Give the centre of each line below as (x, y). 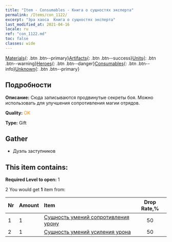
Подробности (28, 85)
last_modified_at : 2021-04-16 (38, 24)
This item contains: (37, 167)
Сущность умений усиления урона (87, 232)
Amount (29, 206)
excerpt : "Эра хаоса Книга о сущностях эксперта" (60, 19)
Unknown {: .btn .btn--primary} (47, 69)
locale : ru (17, 29)
